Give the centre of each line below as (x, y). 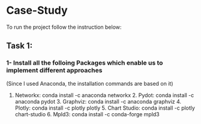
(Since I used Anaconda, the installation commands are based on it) (90, 83)
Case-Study (37, 10)
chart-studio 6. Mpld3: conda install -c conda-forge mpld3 (87, 114)
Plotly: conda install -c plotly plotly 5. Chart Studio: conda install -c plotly (105, 108)
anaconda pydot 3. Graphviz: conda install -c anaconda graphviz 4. (98, 101)
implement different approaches (54, 71)
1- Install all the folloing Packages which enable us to (85, 63)
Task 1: (19, 46)
